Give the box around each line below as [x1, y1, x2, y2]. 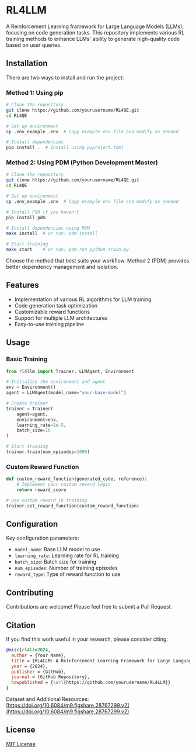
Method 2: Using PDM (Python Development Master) [6, 158, 159, 167]
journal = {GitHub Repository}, [11, 674, 90, 680]
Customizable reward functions [14, 308, 90, 315]
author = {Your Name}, [11, 652, 66, 658]
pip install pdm [6, 215, 45, 220]
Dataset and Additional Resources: [6, 696, 89, 703]
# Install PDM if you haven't [6, 209, 80, 215]
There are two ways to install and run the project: [6, 74, 124, 81]
